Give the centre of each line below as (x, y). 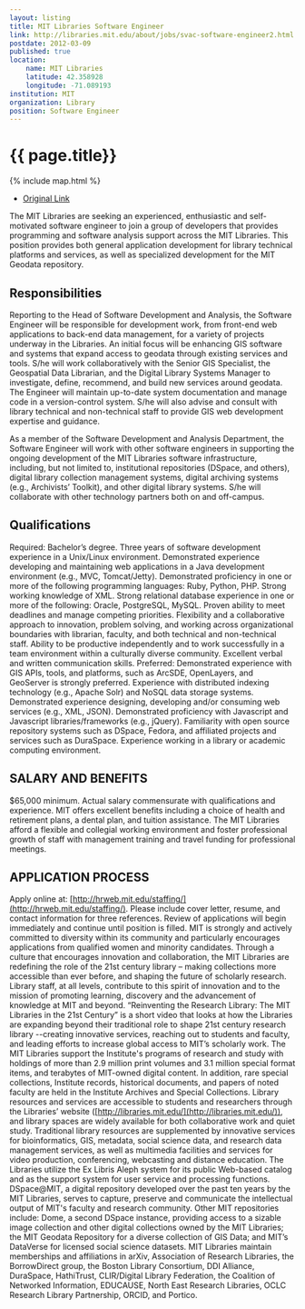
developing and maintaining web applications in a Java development (137, 566)
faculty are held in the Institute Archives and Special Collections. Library (144, 1093)
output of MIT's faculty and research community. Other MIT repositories (144, 1208)
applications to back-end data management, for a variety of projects (137, 334)
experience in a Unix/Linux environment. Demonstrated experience (135, 556)
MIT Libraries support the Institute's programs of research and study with (147, 1054)
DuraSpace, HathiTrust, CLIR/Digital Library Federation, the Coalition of (142, 1276)
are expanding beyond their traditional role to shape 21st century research (148, 1024)
